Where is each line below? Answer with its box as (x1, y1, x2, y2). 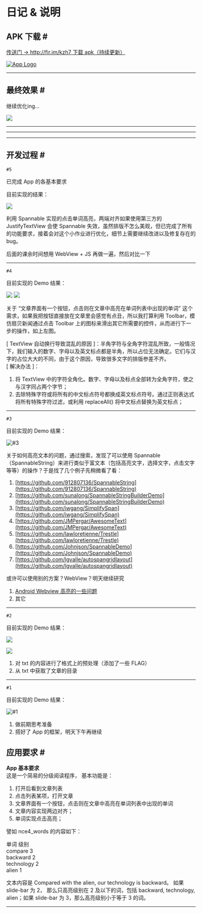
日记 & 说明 (6, 5, 61, 19)
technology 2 (6, 861, 39, 868)
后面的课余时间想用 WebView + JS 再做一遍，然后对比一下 (6, 250, 151, 257)
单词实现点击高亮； (14, 815, 63, 822)
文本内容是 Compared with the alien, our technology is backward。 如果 (6, 879, 185, 886)
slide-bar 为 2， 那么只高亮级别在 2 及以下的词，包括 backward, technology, (6, 886, 195, 894)
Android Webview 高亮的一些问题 (14, 587, 97, 594)
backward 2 (6, 854, 36, 861)
